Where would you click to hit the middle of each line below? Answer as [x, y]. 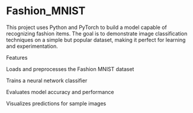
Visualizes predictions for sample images [56, 103]
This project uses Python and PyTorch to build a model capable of [86, 27]
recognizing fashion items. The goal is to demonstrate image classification [97, 33]
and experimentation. [32, 46]
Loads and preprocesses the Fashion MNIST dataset [70, 69]
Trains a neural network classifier [47, 80]
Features [17, 57]
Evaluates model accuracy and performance [60, 92]
